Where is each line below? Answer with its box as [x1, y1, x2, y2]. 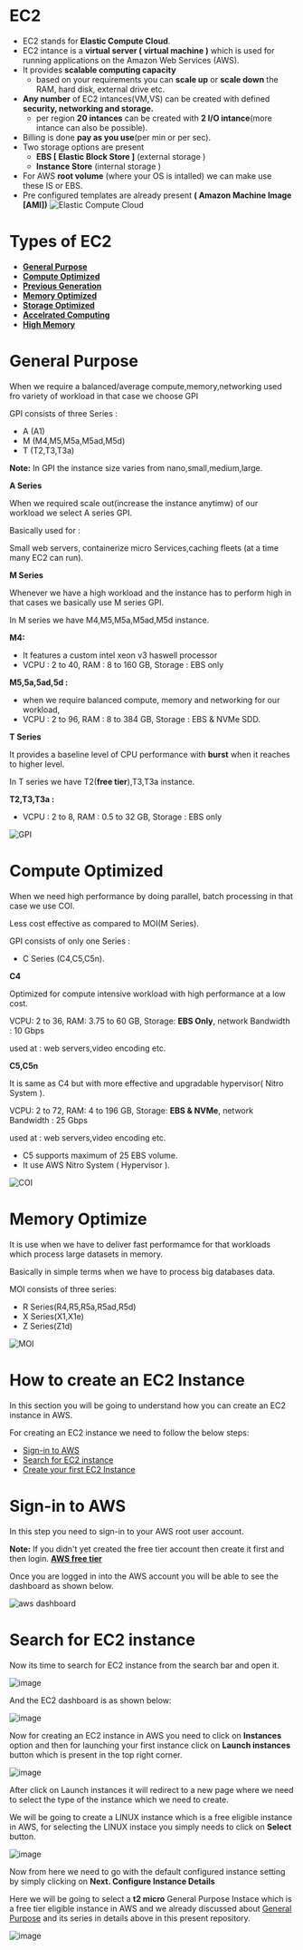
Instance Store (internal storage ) [35, 161, 161, 171]
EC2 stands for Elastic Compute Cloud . [22, 35, 171, 46]
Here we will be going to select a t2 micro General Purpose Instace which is [9, 1893, 292, 1904]
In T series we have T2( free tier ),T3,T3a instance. [9, 776, 195, 787]
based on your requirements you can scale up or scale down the [35, 73, 279, 84]
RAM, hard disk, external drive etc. [35, 83, 166, 94]
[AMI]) [22, 199, 48, 210]
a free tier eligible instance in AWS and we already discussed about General [9, 1903, 292, 1914]
